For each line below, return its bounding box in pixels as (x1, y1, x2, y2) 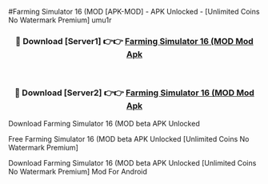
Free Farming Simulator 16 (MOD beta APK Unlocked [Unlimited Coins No (8, 134, 250, 143)
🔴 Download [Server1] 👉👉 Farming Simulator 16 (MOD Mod (15, 35, 254, 46)
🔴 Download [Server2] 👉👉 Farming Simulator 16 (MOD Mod (14, 87, 254, 98)
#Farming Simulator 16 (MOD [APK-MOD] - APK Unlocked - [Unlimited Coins (8, 7, 260, 16)
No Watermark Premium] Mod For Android (8, 166, 148, 176)
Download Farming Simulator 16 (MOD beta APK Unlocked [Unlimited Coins (8, 158, 257, 167)
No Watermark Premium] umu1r (8, 15, 112, 25)
